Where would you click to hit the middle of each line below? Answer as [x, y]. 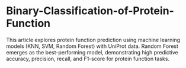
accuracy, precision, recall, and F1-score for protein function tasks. [88, 59]
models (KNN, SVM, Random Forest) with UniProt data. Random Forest [92, 46]
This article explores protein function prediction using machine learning [93, 40]
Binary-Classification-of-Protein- [90, 11]
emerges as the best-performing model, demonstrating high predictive [92, 52]
